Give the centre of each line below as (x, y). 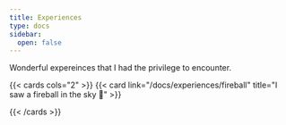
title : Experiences (46, 17)
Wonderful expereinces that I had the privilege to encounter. (120, 68)
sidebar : (26, 34)
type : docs (30, 26)
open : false (40, 42)
